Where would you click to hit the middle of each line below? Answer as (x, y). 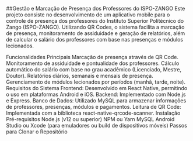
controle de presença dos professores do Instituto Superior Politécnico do (95, 21)
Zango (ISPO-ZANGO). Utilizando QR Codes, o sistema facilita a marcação (95, 27)
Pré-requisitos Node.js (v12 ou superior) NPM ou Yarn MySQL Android (90, 119)
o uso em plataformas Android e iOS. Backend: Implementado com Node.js (96, 94)
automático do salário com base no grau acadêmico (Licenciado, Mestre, (94, 69)
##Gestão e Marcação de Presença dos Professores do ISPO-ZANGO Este (96, 8)
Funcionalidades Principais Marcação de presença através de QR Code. (92, 57)
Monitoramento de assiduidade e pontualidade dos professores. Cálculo (93, 63)
